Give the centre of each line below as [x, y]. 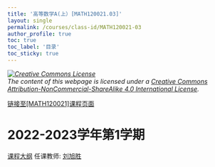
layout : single [30, 21]
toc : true [22, 41]
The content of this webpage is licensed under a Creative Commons [107, 81]
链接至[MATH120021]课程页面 [51, 103]
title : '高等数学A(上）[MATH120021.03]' [65, 14]
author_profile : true [40, 34]
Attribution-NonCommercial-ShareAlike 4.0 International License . [103, 89]
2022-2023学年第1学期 [76, 135]
